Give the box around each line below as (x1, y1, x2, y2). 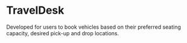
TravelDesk (6, 4, 65, 17)
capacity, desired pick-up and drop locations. (6, 29, 119, 36)
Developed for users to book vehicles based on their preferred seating (6, 23, 181, 30)
